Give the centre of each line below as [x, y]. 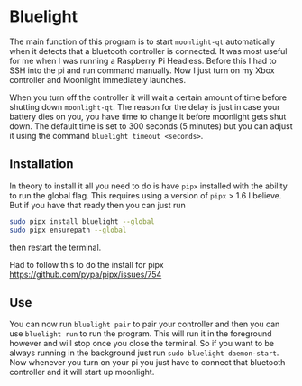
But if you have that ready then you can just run [98, 205]
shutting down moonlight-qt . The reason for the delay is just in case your [145, 106]
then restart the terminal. [55, 247]
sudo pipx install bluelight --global [82, 221]
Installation [41, 164]
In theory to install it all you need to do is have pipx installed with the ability [149, 186]
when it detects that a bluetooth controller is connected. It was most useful [148, 51]
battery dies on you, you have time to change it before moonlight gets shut [148, 116]
